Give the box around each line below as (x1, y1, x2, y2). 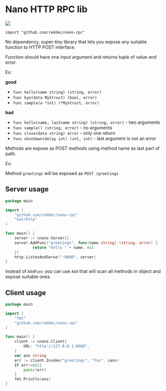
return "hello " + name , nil (32, 245, 94, 250)
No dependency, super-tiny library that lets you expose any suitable (5, 39, 147, 45)
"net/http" (14, 217, 38, 222)
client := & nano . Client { (14, 339, 67, 344)
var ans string (14, 353, 47, 358)
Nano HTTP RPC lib (5, 4, 88, 15)
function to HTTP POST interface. (5, 44, 76, 50)
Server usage (5, 185, 49, 194)
